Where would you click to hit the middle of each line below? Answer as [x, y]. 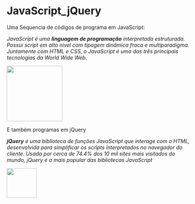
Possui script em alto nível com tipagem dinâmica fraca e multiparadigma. [98, 45]
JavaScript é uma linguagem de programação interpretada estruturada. [96, 38]
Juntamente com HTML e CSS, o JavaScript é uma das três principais [92, 51]
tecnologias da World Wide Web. [47, 57]
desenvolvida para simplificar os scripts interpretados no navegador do [95, 147]
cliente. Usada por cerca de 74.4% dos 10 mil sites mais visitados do [91, 153]
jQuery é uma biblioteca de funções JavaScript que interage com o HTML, [98, 141]
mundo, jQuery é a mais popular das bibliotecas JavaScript [80, 160]
